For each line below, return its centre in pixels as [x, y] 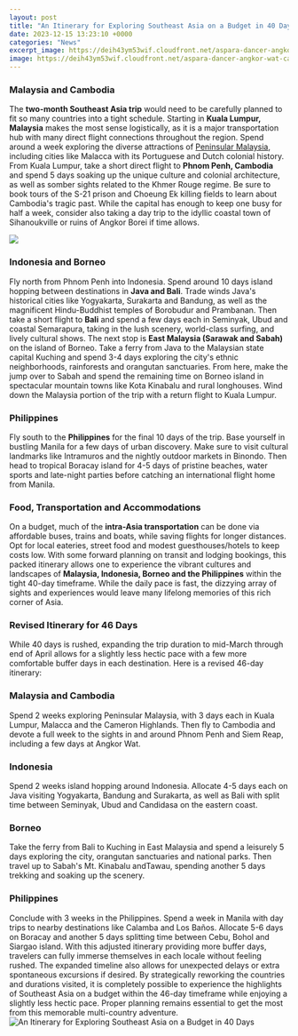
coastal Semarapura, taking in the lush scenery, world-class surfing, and [142, 329]
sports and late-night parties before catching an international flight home [142, 474]
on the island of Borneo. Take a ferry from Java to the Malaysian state [137, 347]
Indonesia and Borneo [58, 262]
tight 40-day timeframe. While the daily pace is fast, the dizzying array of [143, 584]
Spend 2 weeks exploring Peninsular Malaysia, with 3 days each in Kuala [142, 715]
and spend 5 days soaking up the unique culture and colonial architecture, [145, 175]
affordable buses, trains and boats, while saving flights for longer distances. [148, 536]
